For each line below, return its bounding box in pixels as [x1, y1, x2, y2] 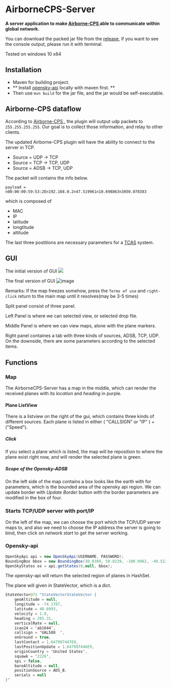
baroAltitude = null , [14, 663, 60, 668]
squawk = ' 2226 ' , [14, 653, 51, 659]
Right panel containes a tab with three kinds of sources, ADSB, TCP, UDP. [5, 333, 160, 339]
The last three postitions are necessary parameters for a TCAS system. [5, 239, 154, 245]
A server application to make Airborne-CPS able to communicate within [5, 20, 160, 26]
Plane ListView [5, 402, 38, 408]
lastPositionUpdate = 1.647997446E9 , [14, 644, 95, 649]
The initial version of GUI [5, 268, 58, 274]
